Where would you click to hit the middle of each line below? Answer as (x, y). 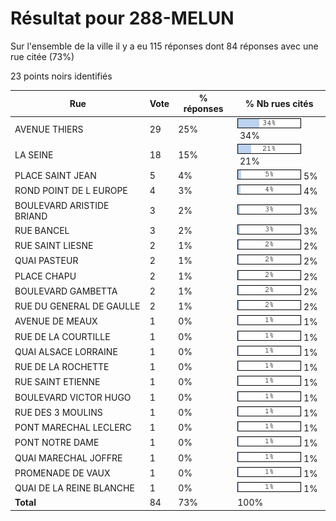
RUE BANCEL (42, 230)
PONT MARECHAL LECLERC (73, 428)
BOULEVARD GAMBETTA (66, 291)
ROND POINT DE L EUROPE (71, 191)
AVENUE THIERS (49, 129)
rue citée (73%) (42, 56)
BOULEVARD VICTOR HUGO (73, 397)
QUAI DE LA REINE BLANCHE (74, 488)
